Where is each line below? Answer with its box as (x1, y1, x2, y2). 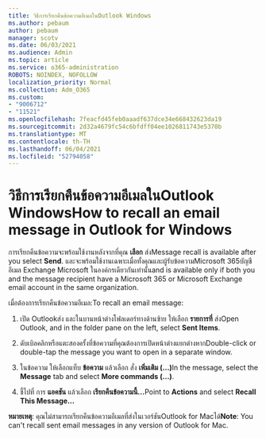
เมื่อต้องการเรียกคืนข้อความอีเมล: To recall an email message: (8, 298, 184, 307)
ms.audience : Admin (8, 49, 73, 57)
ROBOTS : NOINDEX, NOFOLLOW (8, 71, 98, 79)
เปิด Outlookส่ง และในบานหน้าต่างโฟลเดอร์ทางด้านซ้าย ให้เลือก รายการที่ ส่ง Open (19, 314, 240, 323)
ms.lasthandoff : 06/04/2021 (8, 145, 102, 153)
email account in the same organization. (8, 283, 139, 292)
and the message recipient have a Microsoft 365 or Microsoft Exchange (8, 274, 243, 284)
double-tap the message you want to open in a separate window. (19, 347, 233, 357)
